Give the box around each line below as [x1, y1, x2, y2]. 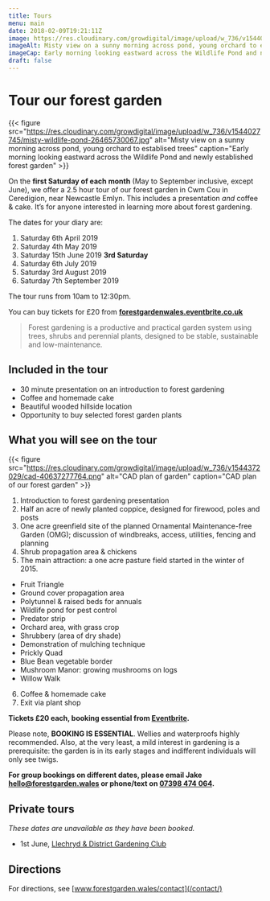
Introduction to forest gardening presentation [19, 496, 170, 505]
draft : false [8, 57, 52, 65]
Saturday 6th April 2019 [19, 232, 99, 242]
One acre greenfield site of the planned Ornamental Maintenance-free [19, 521, 252, 531]
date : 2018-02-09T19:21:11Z [8, 27, 103, 35]
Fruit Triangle [19, 580, 64, 590]
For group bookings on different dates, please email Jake [8, 770, 202, 780]
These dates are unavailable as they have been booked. [8, 824, 195, 833]
